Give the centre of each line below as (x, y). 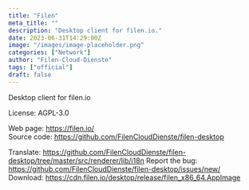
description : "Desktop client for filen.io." (85, 30)
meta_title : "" (34, 23)
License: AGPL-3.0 (39, 113)
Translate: (25, 152)
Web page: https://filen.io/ (51, 128)
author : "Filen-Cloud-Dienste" (60, 60)
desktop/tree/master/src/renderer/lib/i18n (77, 161)
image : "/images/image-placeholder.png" (77, 45)
